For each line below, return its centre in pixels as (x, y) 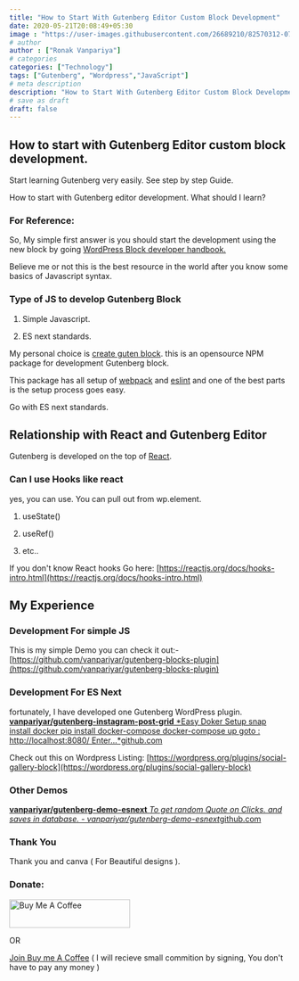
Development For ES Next (65, 692)
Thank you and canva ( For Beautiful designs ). (95, 861)
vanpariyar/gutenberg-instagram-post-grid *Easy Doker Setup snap (138, 721)
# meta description (45, 84)
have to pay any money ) (55, 967)
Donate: (27, 885)
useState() (41, 516)
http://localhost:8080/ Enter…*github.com (86, 740)
